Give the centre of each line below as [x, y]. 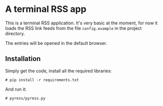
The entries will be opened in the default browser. [56, 43]
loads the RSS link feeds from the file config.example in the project [74, 28]
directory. [15, 33]
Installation [23, 59]
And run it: [16, 89]
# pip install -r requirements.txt [42, 80]
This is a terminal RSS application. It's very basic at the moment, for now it [81, 23]
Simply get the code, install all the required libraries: [59, 71]
